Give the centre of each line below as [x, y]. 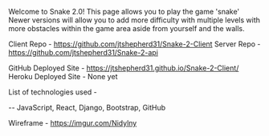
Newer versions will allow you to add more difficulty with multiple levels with [134, 20]
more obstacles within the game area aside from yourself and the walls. [126, 28]
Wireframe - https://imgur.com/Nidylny [73, 123]
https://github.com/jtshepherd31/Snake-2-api [84, 52]
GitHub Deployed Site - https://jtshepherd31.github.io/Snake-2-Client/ [124, 68]
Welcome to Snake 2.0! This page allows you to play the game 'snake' [124, 12]
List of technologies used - [53, 92]
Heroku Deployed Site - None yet [63, 76]
